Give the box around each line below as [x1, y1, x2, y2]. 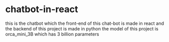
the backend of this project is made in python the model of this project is [5, 25, 159, 31]
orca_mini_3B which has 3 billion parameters [5, 31, 99, 37]
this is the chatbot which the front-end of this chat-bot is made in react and [5, 20, 164, 26]
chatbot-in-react [5, 4, 78, 15]
